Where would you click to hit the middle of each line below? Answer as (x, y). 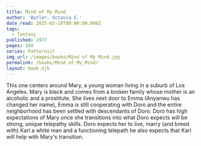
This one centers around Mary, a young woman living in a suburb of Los (96, 85)
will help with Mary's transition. (45, 137)
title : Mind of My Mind (36, 12)
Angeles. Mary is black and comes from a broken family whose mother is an (101, 92)
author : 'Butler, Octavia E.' (44, 18)
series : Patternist (31, 51)
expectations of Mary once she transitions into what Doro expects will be (97, 118)
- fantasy (24, 35)
